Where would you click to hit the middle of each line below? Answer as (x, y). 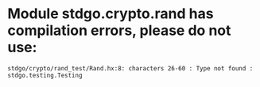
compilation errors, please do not (119, 30)
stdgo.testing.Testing (45, 75)
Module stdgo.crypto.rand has (111, 14)
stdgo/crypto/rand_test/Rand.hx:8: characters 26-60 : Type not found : (130, 68)
